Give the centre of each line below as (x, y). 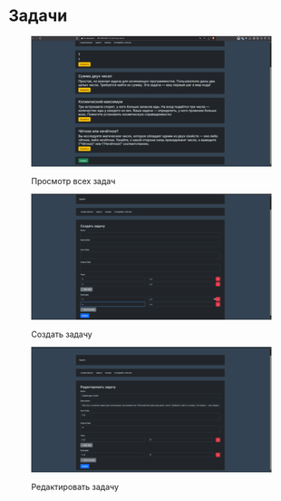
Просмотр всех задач (73, 182)
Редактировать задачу (75, 487)
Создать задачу (62, 334)
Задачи (38, 16)
